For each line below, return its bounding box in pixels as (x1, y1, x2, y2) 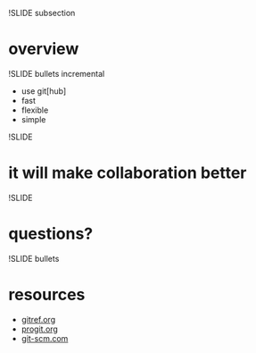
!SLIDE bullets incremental (8, 68, 105, 79)
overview (8, 39, 79, 59)
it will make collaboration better (8, 163, 247, 183)
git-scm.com (21, 332, 69, 343)
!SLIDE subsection (8, 8, 76, 18)
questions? (8, 223, 94, 244)
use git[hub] (21, 85, 67, 97)
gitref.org (21, 314, 55, 324)
